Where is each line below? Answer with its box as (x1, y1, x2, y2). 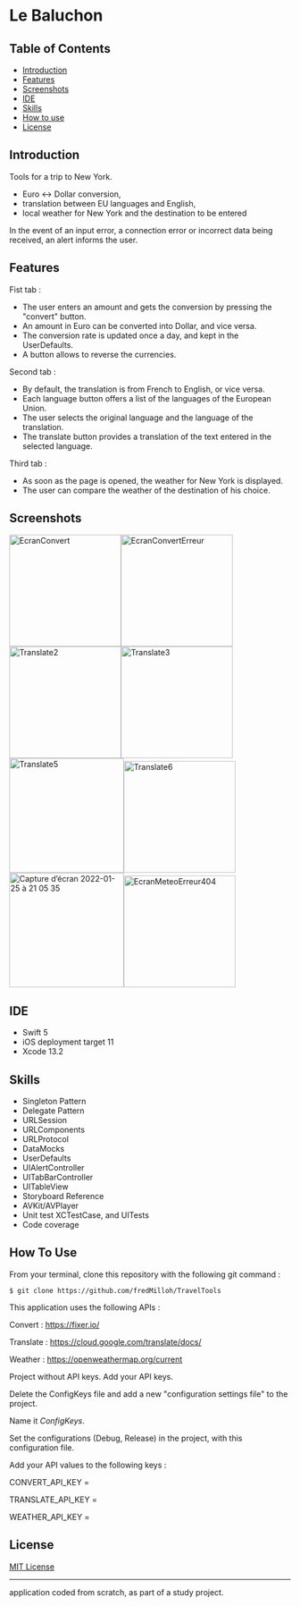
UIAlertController (21, 1162, 85, 1173)
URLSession (21, 1115, 68, 1126)
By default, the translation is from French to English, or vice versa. (21, 384, 265, 394)
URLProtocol (21, 1134, 70, 1145)
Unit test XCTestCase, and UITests (21, 1210, 150, 1221)
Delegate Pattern (21, 1105, 85, 1116)
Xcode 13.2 (21, 1046, 64, 1057)
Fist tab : (9, 283, 42, 295)
